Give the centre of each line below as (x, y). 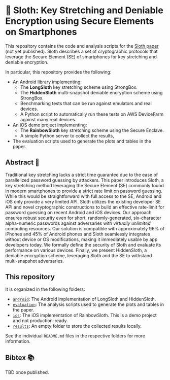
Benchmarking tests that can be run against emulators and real (86, 103)
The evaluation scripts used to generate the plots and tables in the (82, 141)
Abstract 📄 (22, 163)
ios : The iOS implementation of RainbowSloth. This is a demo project (85, 315)
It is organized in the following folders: (45, 289)
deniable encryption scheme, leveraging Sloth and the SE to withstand (79, 255)
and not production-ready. (40, 320)
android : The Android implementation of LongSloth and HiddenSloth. (84, 299)
